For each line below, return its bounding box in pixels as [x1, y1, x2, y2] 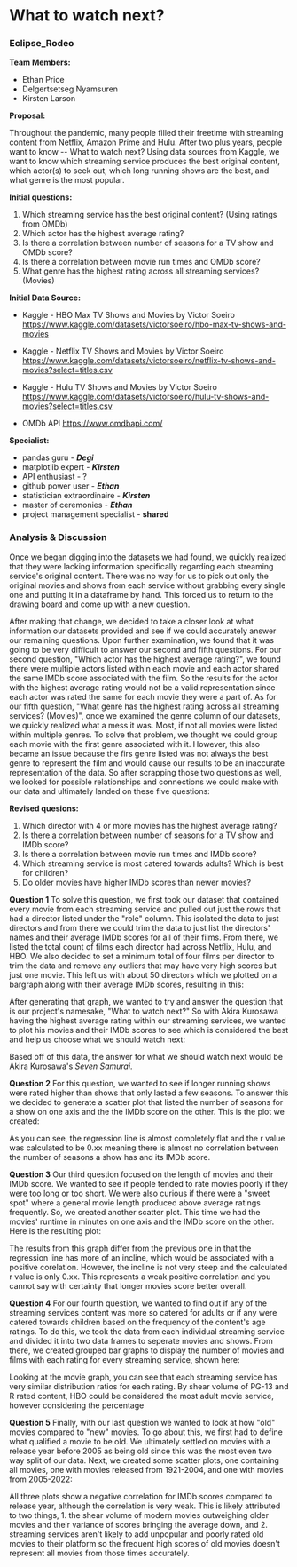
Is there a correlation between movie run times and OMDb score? [21, 257, 261, 267]
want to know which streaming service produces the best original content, [9, 156, 281, 167]
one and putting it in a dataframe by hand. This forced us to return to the [9, 589, 274, 600]
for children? [21, 867, 69, 878]
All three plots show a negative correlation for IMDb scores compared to [9, 1491, 273, 1501]
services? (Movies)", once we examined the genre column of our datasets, [9, 710, 281, 720]
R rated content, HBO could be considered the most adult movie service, [9, 1390, 275, 1401]
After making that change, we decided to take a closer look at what [9, 616, 254, 626]
